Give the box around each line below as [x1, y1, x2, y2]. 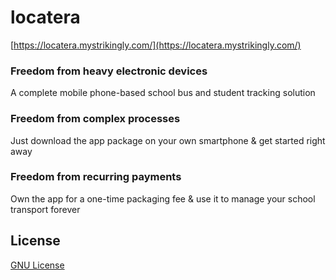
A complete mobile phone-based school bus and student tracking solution [10, 87, 316, 99]
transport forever [10, 203, 81, 215]
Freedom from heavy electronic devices [10, 64, 208, 78]
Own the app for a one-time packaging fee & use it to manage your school [10, 192, 316, 205]
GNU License [10, 259, 65, 271]
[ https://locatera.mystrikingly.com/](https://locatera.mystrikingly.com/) [10, 39, 302, 51]
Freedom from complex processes [10, 112, 181, 126]
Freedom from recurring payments [10, 170, 182, 184]
